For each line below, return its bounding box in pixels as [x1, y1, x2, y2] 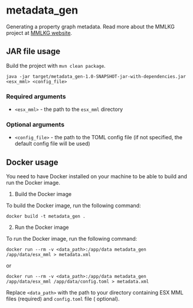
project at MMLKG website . [6, 29, 73, 36]
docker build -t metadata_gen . [6, 214, 86, 219]
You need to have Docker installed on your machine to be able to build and [6, 173, 188, 180]
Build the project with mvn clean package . [6, 62, 106, 69]
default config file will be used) [14, 140, 90, 148]
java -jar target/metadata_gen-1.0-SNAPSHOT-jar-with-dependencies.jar [6, 73, 186, 80]
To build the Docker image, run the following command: [6, 202, 141, 209]
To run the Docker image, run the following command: [6, 235, 138, 243]
